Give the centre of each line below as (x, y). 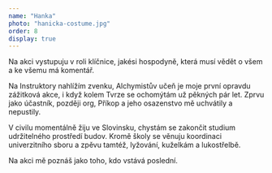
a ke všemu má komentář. (52, 71)
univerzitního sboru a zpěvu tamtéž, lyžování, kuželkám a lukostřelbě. (125, 145)
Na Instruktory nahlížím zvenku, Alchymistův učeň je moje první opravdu (130, 86)
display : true (32, 39)
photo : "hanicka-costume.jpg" (60, 24)
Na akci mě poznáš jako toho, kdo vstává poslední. (93, 161)
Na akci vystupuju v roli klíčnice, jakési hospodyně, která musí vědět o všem (136, 62)
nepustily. (25, 112)
